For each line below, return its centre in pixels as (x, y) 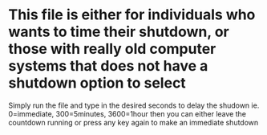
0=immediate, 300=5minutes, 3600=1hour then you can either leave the (127, 113)
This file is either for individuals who (132, 15)
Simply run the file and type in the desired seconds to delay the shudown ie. (134, 105)
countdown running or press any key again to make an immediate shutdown (133, 122)
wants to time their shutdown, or (119, 32)
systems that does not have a (108, 66)
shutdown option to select (97, 83)
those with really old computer (112, 49)
